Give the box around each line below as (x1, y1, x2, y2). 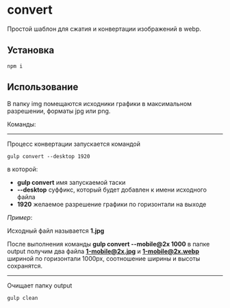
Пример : (7, 213, 33, 221)
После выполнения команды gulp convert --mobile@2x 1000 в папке (7, 240, 210, 248)
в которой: (7, 165, 38, 173)
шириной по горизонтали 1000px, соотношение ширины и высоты (7, 254, 201, 262)
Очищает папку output (7, 281, 73, 290)
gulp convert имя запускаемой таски (16, 178, 126, 186)
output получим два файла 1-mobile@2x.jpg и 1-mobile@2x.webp (7, 247, 200, 255)
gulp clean (7, 294, 38, 301)
